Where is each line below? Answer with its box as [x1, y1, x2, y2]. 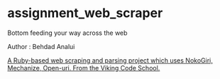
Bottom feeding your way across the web [7, 28, 128, 37]
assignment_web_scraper [7, 5, 163, 21]
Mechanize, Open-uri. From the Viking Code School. [7, 63, 160, 72]
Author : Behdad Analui [7, 42, 75, 51]
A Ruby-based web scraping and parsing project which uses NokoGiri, [7, 56, 213, 65]
